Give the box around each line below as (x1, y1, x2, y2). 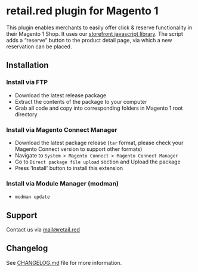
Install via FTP (6, 78, 48, 86)
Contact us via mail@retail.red (6, 226, 81, 233)
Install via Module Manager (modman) (6, 179, 119, 187)
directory (14, 110, 38, 118)
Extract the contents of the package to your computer (14, 98, 147, 105)
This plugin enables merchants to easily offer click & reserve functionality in (6, 24, 193, 31)
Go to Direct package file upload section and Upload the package (14, 158, 181, 165)
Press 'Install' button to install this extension (14, 164, 123, 171)
